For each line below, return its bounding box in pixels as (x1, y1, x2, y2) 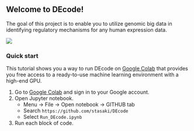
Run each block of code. (14, 119, 74, 127)
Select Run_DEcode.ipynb (23, 114, 82, 121)
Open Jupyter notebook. (14, 95, 74, 102)
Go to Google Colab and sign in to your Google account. (14, 88, 150, 95)
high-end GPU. (6, 77, 42, 84)
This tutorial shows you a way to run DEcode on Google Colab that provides (6, 65, 189, 72)
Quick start (6, 52, 39, 60)
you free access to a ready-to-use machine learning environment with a (6, 71, 179, 78)
